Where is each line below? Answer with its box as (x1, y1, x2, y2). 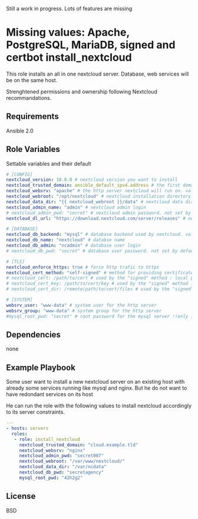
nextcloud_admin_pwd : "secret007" (19, 453, 104, 459)
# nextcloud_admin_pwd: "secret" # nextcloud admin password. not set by (6, 210, 192, 216)
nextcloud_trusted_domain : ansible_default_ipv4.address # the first (6, 183, 181, 189)
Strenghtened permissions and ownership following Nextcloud (6, 88, 158, 95)
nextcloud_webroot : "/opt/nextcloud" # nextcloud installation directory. (6, 193, 194, 200)
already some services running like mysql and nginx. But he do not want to (6, 384, 187, 392)
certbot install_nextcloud (6, 51, 132, 64)
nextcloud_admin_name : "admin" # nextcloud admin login (6, 204, 146, 210)
